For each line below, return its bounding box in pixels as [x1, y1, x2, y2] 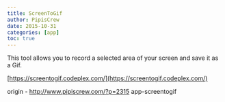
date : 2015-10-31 [7, 22, 57, 29]
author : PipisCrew [7, 16, 59, 23]
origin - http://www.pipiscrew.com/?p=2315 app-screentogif [7, 88, 177, 96]
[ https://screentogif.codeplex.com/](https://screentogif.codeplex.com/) [7, 74, 208, 82]
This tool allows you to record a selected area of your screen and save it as [7, 54, 219, 62]
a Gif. [7, 61, 23, 69]
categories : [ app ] [7, 29, 59, 36]
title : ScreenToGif [7, 10, 63, 17]
